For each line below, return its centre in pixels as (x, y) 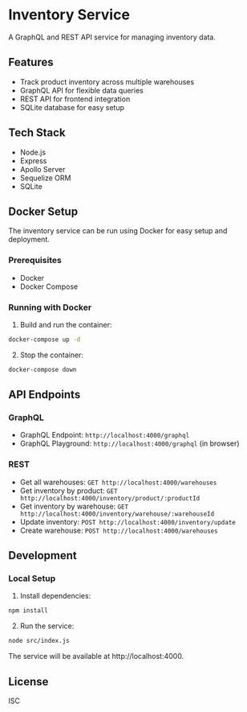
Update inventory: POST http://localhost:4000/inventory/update (128, 521)
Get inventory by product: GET (69, 490)
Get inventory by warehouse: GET (74, 506)
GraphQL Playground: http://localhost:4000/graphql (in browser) (130, 443)
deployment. (29, 240)
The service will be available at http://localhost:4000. (96, 656)
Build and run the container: (66, 324)
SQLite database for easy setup (72, 107)
